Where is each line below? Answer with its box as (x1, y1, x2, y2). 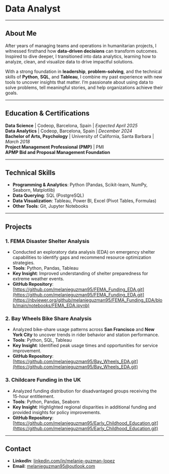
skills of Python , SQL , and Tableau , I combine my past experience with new (5, 73, 162, 80)
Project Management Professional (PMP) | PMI (5, 144, 104, 150)
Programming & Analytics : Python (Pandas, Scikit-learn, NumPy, (12, 182, 148, 188)
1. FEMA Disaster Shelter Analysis (5, 238, 90, 245)
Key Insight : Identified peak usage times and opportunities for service (12, 343, 158, 349)
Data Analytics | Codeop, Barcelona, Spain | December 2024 (5, 128, 132, 134)
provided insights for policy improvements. (12, 409, 102, 415)
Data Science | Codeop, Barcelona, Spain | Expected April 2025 (5, 122, 138, 128)
